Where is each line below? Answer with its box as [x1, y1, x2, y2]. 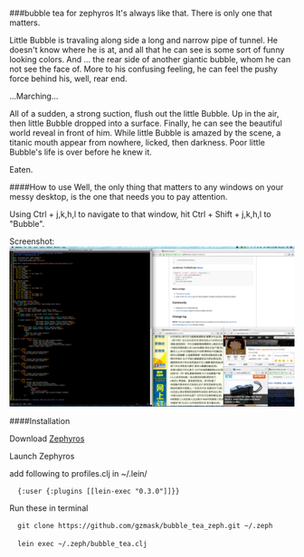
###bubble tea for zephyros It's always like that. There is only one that [9, 8, 273, 18]
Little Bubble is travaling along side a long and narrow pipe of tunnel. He [9, 35, 279, 45]
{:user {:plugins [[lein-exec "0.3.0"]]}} [17, 486, 180, 496]
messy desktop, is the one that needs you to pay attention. [9, 192, 228, 202]
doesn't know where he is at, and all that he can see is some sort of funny [9, 44, 285, 55]
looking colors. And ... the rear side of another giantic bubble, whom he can [9, 54, 291, 64]
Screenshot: [9, 236, 55, 247]
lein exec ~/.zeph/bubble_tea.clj [17, 539, 147, 548]
